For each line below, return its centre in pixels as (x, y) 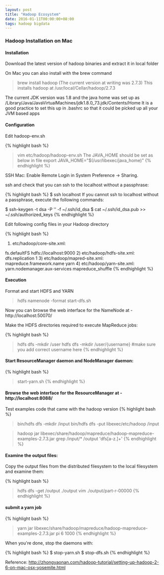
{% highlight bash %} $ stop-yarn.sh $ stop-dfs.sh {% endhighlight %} (78, 552)
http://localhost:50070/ (29, 315)
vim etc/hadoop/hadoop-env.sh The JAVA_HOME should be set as (85, 155)
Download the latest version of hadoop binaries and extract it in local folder (82, 64)
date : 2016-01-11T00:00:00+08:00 (40, 19)
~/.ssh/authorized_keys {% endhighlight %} (50, 214)
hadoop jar (28, 433)
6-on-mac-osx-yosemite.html (35, 567)
